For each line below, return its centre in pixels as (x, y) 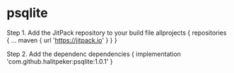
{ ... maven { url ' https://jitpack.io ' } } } (62, 40)
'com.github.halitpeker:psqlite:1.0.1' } (60, 61)
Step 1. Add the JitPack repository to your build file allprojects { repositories (117, 33)
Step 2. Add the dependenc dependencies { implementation (94, 54)
